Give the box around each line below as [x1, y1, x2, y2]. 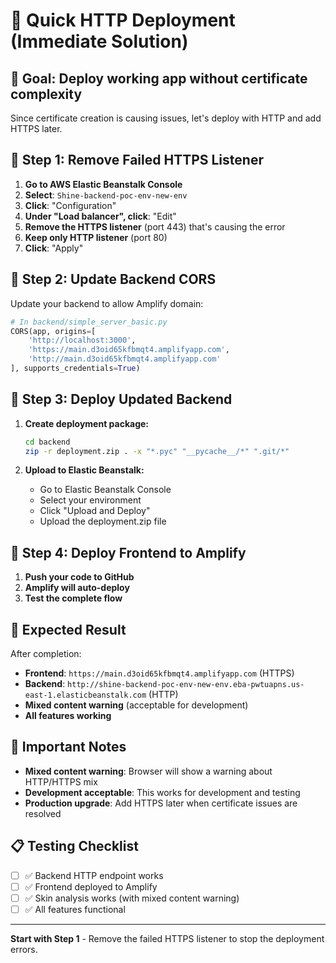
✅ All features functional [24, 903, 126, 915]
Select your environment [39, 494, 142, 506]
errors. [10, 943, 38, 955]
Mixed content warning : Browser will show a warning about [24, 765, 273, 777]
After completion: [10, 648, 82, 660]
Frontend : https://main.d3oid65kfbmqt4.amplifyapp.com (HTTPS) [24, 667, 295, 679]
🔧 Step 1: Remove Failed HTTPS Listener [10, 152, 264, 169]
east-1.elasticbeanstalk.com [24, 690, 147, 701]
